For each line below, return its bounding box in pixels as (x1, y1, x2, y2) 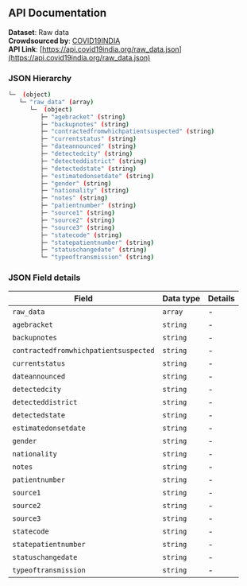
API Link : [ (8, 44, 43, 54)
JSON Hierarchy (8, 72, 72, 83)
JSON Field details (8, 272, 81, 283)
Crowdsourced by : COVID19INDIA (8, 36, 121, 45)
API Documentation (8, 6, 107, 20)
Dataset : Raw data (8, 27, 69, 37)
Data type (162, 293, 201, 304)
